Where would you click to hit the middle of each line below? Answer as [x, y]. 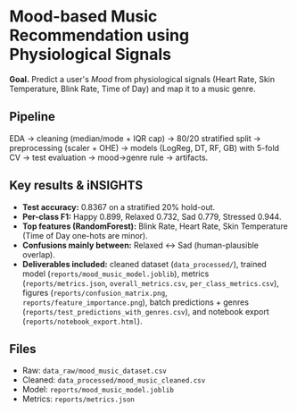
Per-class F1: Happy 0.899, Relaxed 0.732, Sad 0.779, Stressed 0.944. [152, 216]
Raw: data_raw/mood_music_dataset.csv [94, 371]
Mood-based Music [83, 17]
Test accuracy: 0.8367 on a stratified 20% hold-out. [119, 206]
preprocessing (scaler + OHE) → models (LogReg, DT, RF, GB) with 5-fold [144, 147]
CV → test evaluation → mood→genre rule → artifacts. [109, 157]
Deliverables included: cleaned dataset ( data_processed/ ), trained [144, 264]
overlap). [38, 254]
